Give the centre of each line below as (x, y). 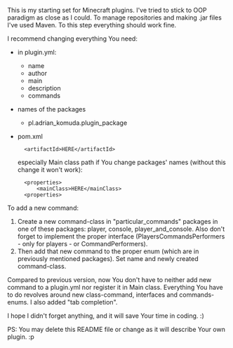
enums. (18, 302)
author (38, 73)
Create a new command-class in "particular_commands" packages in (118, 221)
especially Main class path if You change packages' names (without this (121, 162)
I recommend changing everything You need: (73, 39)
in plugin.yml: (37, 52)
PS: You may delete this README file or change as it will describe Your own (116, 329)
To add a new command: (43, 208)
